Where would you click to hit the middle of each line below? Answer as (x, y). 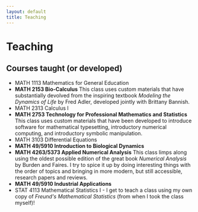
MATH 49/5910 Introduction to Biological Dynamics (79, 145)
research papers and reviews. (51, 177)
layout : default (26, 12)
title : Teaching (26, 17)
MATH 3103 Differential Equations (56, 140)
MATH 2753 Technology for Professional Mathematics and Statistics (101, 114)
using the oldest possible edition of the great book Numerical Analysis (100, 159)
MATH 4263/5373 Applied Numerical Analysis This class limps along (101, 152)
